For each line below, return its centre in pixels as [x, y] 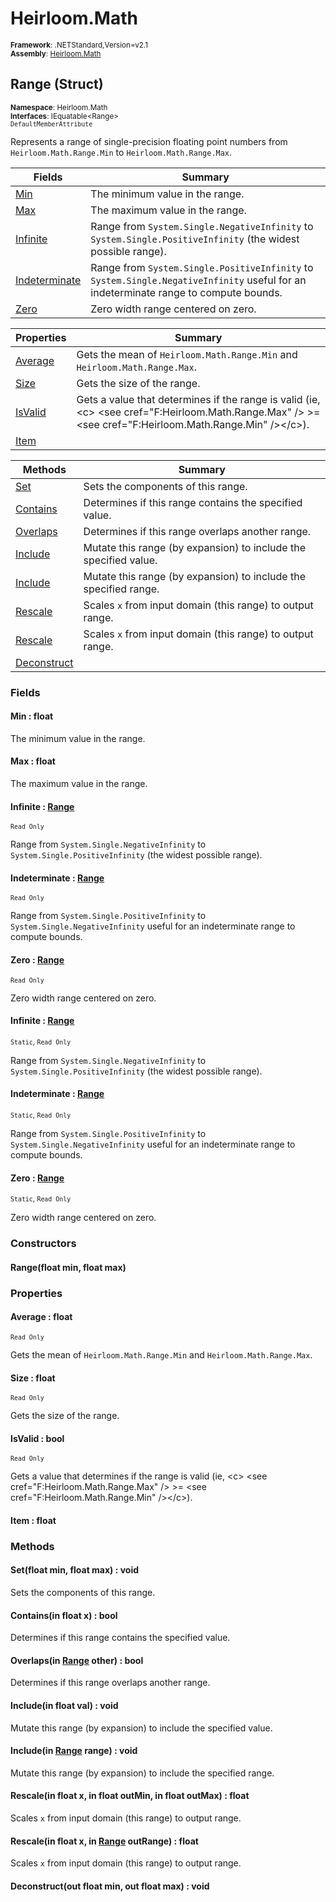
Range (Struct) [57, 84]
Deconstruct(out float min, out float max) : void [110, 1886]
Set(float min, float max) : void [75, 1570]
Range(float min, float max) [68, 1267]
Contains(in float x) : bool [64, 1615]
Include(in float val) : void [64, 1706]
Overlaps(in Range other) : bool [77, 1660]
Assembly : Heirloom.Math [56, 53]
